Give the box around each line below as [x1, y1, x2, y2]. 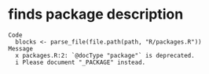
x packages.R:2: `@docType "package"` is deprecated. [15, 51, 195, 59]
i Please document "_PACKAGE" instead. [15, 58, 146, 66]
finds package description [8, 5, 184, 23]
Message [8, 44, 34, 52]
